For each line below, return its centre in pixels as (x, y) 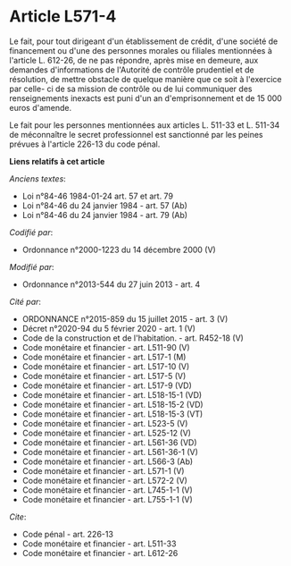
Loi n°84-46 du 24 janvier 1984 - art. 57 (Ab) (104, 205)
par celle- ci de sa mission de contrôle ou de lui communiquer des (131, 89)
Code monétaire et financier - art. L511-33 (99, 544)
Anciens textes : (38, 178)
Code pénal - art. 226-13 (68, 534)
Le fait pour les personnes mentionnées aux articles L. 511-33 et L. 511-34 (145, 125)
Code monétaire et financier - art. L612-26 (100, 553)
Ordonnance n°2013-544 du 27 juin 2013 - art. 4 (111, 284)
